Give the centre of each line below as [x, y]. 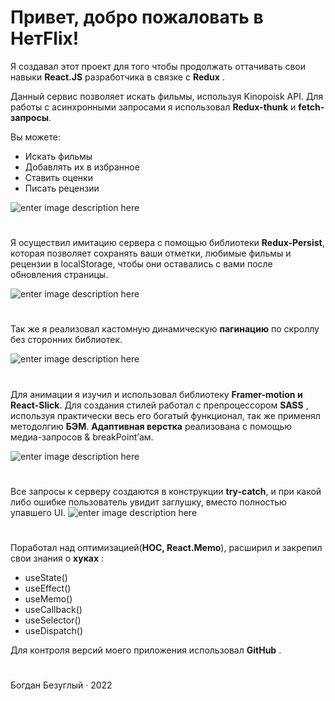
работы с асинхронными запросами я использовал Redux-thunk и [153, 107]
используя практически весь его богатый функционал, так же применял [165, 415]
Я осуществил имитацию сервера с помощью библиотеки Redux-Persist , [167, 243]
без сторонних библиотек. [66, 340]
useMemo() [48, 598]
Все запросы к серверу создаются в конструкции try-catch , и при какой [166, 491]
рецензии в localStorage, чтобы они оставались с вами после [141, 264]
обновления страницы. [59, 275]
